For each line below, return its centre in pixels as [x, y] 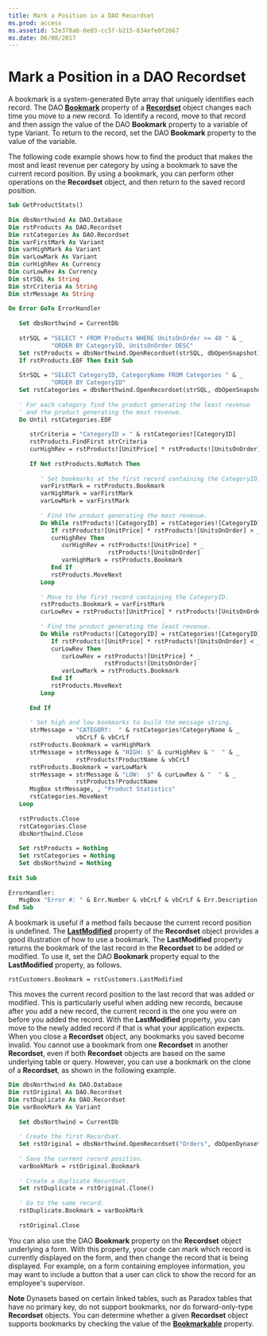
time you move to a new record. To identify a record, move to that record [127, 116]
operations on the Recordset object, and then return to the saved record [127, 182]
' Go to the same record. [62, 1203]
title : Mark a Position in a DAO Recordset [81, 16]
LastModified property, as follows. [65, 965]
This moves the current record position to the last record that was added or [131, 994]
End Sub [21, 907]
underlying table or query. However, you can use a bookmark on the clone [130, 1062]
